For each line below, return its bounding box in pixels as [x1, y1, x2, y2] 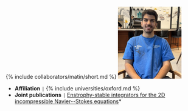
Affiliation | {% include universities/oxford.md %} [14, 85, 141, 92]
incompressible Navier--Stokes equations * [14, 98, 122, 105]
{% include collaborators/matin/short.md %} [5, 73, 117, 81]
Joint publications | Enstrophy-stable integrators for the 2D [14, 92, 165, 99]
